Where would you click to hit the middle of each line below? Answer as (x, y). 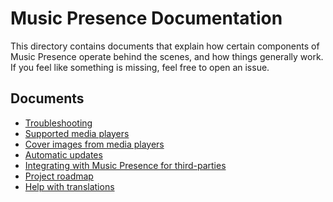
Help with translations (69, 186)
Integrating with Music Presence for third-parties (125, 165)
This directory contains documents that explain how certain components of (165, 46)
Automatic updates (63, 154)
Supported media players (77, 133)
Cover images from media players (94, 144)
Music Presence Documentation (146, 18)
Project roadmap (59, 176)
